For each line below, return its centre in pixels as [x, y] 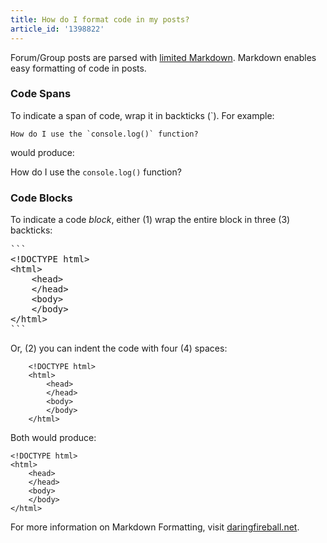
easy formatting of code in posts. [78, 68]
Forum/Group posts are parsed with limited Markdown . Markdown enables [163, 57]
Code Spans [41, 94]
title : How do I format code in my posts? [100, 19]
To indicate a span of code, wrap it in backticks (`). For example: [142, 115]
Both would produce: [53, 438]
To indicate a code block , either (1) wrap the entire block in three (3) [150, 220]
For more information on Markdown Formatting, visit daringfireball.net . [155, 527]
